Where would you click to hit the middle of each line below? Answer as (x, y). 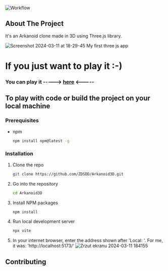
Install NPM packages (35, 203)
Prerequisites (22, 120)
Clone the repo (28, 165)
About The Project (35, 24)
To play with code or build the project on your (78, 98)
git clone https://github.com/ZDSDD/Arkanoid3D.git (68, 174)
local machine (28, 106)
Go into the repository (35, 184)
